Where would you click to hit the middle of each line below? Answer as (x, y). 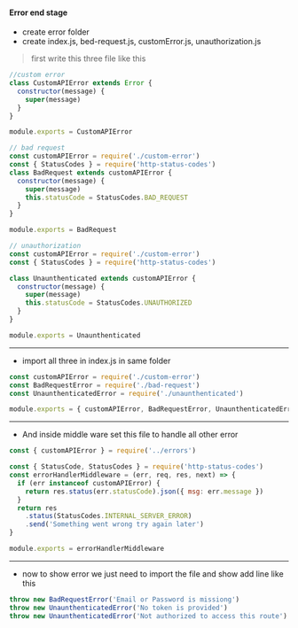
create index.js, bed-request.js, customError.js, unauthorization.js (141, 42)
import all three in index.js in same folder (96, 361)
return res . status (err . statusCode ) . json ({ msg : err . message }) (145, 492)
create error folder (56, 32)
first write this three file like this (88, 58)
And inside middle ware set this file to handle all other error (130, 435)
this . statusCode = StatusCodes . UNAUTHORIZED (109, 303)
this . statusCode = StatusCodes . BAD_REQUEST (107, 198)
